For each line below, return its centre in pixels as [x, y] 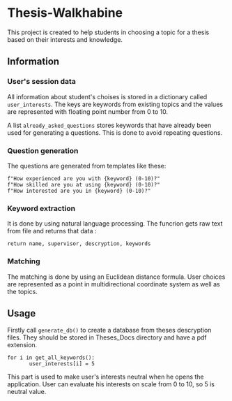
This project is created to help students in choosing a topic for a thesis [108, 32]
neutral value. [27, 392]
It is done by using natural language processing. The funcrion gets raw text [115, 224]
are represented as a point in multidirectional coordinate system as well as [114, 284]
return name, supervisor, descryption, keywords [79, 244]
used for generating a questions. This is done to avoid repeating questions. [115, 132]
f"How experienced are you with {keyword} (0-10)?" [84, 178]
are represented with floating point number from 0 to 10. [88, 111]
